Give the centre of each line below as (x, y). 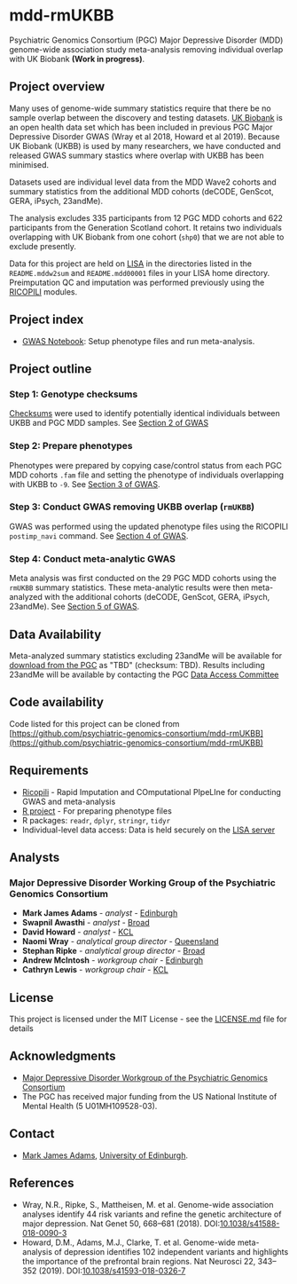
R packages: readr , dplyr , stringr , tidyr (96, 820)
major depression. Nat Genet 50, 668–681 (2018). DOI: (121, 1223)
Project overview (57, 87)
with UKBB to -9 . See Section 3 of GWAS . (85, 484)
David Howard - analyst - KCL (78, 932)
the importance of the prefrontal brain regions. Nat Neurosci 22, (139, 1261)
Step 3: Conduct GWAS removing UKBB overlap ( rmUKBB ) (132, 507)
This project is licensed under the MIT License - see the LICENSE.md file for (148, 1019)
